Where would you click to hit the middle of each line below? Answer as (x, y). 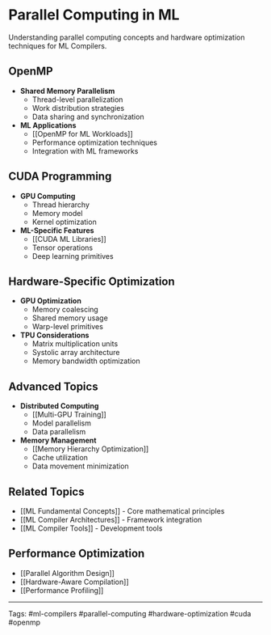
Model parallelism (61, 423)
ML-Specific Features (57, 230)
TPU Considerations (54, 335)
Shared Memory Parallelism (67, 91)
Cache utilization (60, 458)
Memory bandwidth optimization (86, 361)
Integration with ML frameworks (85, 150)
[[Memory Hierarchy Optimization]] (90, 449)
